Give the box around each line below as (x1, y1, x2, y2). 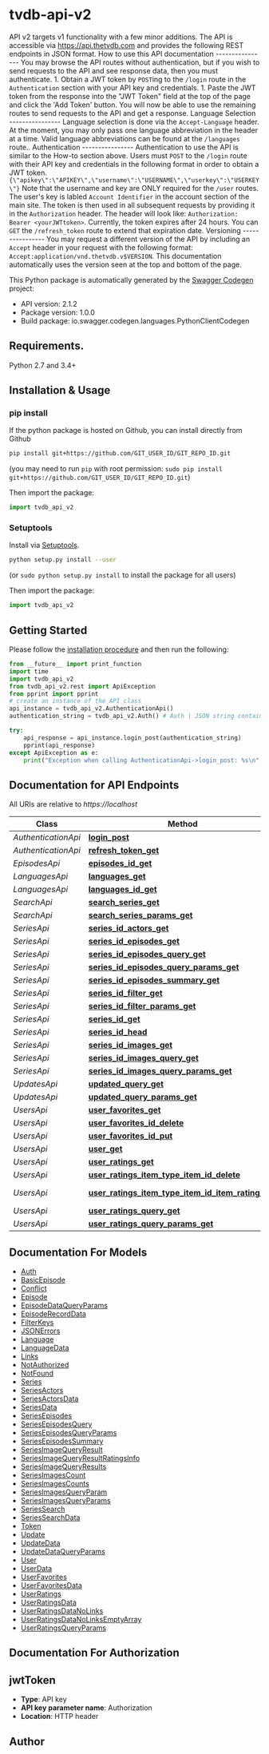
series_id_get (88, 1014, 140, 1025)
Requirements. (9, 339, 85, 353)
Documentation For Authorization (9, 1646, 180, 1660)
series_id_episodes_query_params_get (88, 962, 239, 973)
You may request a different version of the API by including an (45, 234, 251, 244)
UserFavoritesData (20, 1581, 83, 1590)
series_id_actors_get (88, 923, 169, 934)
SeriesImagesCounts (20, 1479, 90, 1489)
